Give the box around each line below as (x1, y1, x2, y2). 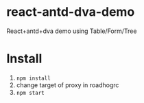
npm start (16, 89, 45, 96)
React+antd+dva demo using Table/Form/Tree (6, 27, 137, 35)
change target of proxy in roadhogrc (16, 80, 119, 89)
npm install (16, 75, 51, 82)
